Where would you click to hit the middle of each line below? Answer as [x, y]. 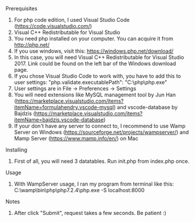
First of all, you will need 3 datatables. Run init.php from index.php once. [102, 161]
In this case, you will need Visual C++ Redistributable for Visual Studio [99, 57]
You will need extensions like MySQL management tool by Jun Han [95, 95]
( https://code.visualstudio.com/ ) [53, 26]
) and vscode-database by [146, 107]
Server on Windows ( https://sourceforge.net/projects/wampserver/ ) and [101, 132]
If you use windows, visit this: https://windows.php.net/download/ [94, 51]
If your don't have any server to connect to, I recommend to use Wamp [100, 126]
